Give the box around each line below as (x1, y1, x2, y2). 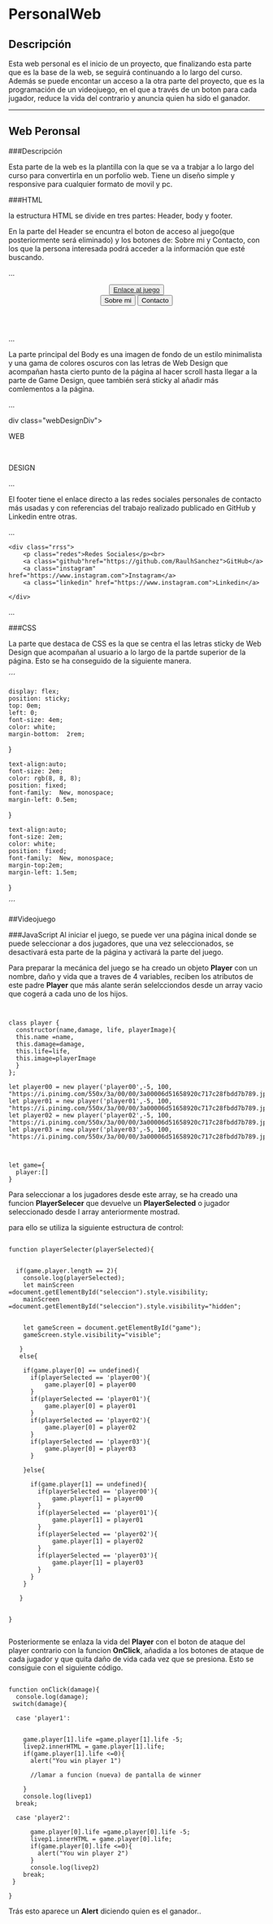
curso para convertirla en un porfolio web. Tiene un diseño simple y (8, 170, 236, 180)
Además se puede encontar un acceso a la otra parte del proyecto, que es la (8, 76, 265, 85)
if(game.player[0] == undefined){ (23, 1366, 140, 1374)
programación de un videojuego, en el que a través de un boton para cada (8, 85, 258, 94)
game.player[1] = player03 (51, 1558, 144, 1566)
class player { (8, 1018, 60, 1027)
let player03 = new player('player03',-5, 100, (8, 1125, 173, 1134)
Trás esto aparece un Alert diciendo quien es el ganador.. (8, 1906, 201, 1916)
